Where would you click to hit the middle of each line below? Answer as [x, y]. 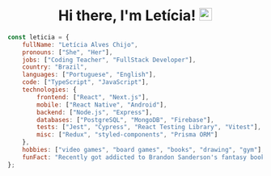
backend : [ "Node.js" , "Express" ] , [95, 112]
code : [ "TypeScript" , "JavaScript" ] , [86, 82]
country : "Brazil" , [55, 67]
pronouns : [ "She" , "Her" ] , [68, 52]
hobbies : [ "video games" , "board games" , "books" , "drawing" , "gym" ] [142, 150]
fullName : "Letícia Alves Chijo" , [80, 44]
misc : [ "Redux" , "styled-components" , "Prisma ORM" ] [127, 135]
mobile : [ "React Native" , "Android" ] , [102, 105]
